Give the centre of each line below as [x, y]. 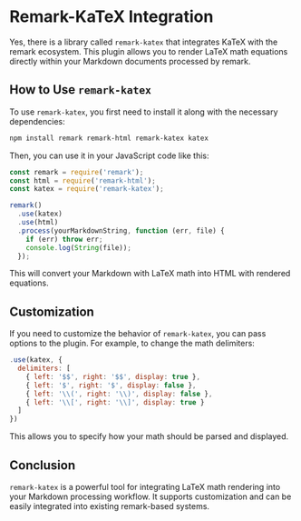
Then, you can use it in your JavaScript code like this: [110, 155]
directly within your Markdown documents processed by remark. [130, 61]
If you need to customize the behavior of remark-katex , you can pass [138, 334]
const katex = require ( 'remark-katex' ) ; [87, 189]
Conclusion [43, 465]
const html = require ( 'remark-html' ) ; [83, 180]
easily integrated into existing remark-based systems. [110, 506]
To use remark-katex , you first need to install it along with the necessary [144, 112]
